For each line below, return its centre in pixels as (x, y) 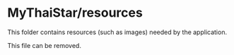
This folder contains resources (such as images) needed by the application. (117, 32)
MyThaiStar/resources (75, 13)
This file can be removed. (44, 45)
